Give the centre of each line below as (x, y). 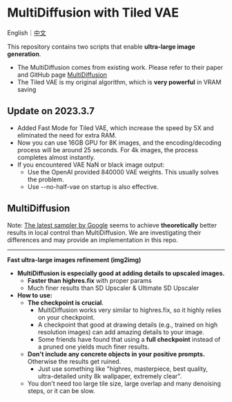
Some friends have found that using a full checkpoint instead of (129, 339)
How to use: (35, 295)
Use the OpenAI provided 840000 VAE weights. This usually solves (123, 172)
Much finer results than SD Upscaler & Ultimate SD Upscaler (113, 288)
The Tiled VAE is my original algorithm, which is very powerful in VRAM (119, 82)
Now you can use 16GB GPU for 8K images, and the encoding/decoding (119, 143)
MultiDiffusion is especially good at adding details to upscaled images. (121, 273)
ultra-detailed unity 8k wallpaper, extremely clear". (110, 376)
